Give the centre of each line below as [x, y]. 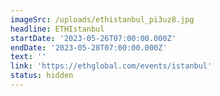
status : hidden [42, 76]
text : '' [28, 57]
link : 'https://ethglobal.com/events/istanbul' [111, 66]
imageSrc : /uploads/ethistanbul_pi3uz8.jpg [102, 19]
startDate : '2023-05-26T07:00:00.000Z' [93, 38]
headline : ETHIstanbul [57, 29]
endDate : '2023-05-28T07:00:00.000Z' [89, 47]
